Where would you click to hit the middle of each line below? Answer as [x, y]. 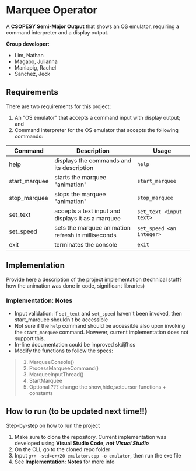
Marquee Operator [52, 10]
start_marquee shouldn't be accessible [61, 320]
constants [41, 393]
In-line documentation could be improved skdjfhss [75, 344]
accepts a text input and [87, 211]
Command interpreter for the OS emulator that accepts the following [97, 130]
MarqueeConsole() [52, 362]
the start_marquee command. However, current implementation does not [101, 332]
